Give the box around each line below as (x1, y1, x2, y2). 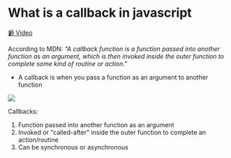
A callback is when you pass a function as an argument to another (17, 73, 209, 81)
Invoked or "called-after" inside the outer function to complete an (17, 128, 207, 136)
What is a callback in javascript (8, 5, 193, 21)
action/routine (17, 135, 59, 144)
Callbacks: (8, 107, 38, 115)
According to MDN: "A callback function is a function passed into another (8, 44, 221, 53)
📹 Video (8, 28, 33, 36)
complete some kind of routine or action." (8, 59, 128, 68)
